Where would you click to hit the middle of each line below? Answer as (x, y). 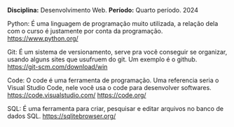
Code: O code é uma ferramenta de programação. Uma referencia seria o (113, 80)
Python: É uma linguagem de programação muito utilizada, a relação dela (113, 23)
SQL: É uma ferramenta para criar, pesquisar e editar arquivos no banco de (116, 109)
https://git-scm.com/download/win (57, 67)
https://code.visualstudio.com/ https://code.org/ (77, 95)
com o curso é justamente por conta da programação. (85, 31)
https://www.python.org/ (43, 38)
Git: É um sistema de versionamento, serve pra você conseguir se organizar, (117, 52)
